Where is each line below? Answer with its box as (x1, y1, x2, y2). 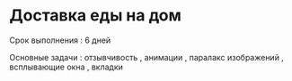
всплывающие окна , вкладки (9, 61, 124, 72)
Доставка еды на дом (9, 5, 181, 26)
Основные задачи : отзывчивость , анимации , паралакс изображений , (9, 52, 285, 62)
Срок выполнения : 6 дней (9, 35, 111, 45)
